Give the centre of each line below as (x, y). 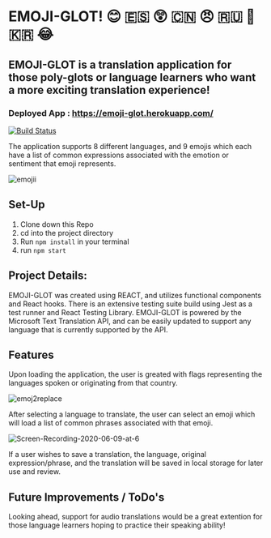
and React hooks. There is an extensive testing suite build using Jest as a (131, 304)
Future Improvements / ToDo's (87, 497)
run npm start (43, 250)
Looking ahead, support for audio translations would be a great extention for (135, 517)
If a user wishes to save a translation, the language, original (107, 455)
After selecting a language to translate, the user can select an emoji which (132, 414)
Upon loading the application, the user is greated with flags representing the (135, 374)
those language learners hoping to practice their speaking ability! (117, 525)
